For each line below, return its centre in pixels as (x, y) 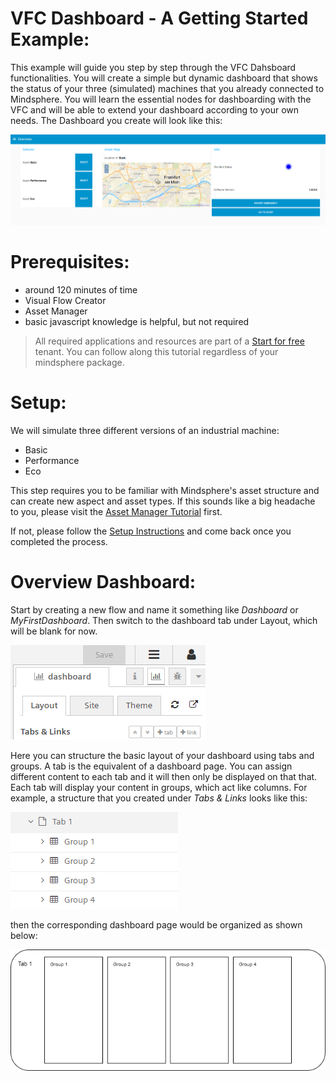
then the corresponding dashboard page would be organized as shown (156, 924)
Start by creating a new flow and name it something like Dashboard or (154, 609)
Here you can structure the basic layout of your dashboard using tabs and (162, 755)
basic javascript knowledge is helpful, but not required (137, 321)
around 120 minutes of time (81, 289)
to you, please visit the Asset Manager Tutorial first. (116, 511)
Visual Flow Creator (65, 300)
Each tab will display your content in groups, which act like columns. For (159, 787)
